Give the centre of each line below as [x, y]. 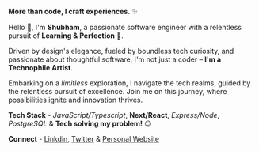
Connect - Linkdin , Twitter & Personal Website [84, 139]
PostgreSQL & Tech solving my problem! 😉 [80, 123]
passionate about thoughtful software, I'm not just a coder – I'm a [115, 59]
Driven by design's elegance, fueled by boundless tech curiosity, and [121, 51]
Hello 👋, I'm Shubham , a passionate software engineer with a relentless [125, 27]
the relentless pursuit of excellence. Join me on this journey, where [118, 91]
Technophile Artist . [40, 68]
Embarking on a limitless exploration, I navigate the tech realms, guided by [129, 83]
